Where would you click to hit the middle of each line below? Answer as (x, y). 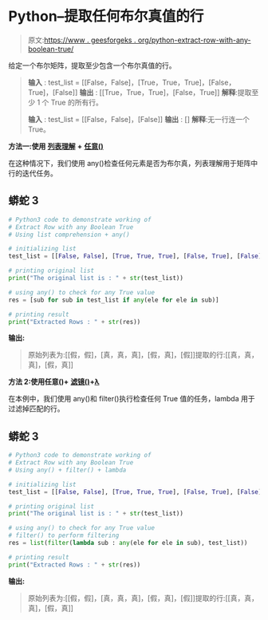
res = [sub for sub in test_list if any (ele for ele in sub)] (114, 300)
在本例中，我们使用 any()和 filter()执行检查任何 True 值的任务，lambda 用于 (132, 399)
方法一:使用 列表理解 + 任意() (56, 146)
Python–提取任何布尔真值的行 (106, 16)
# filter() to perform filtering (64, 535)
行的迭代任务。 (33, 173)
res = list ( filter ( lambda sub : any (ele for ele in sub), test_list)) (128, 543)
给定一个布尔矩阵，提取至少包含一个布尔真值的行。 (92, 65)
